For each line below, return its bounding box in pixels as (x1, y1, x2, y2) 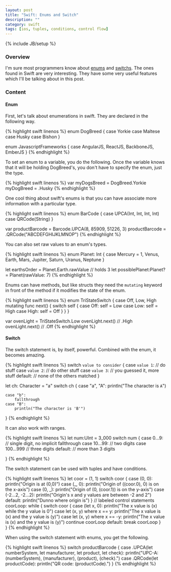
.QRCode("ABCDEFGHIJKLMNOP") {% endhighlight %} (5, 231, 121, 237)
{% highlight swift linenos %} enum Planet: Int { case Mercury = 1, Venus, (5, 251, 160, 257)
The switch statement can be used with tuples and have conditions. (5, 465, 148, 472)
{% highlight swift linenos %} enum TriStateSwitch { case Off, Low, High (5, 297, 157, 303)
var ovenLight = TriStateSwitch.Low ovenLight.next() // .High (5, 318, 133, 324)
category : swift (5, 22, 40, 27)
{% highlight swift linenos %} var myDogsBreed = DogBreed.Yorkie (5, 180, 146, 186)
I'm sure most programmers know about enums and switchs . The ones (5, 65, 154, 71)
